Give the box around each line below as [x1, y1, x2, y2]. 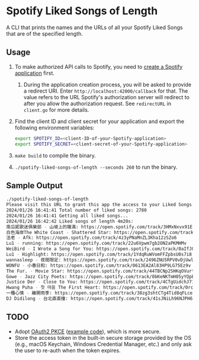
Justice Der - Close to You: [6, 279, 78, 285]
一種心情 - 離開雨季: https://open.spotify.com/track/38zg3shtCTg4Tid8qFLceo [6, 290, 195, 296]
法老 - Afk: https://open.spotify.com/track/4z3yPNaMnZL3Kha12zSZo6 [6, 235, 177, 241]
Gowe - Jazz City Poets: [6, 273, 68, 280]
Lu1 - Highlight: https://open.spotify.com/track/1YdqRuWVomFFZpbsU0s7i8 [6, 251, 192, 258]
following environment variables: [14, 124, 95, 131]
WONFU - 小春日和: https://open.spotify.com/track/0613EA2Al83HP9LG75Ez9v [6, 263, 191, 269]
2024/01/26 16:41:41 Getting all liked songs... [6, 213, 129, 219]
